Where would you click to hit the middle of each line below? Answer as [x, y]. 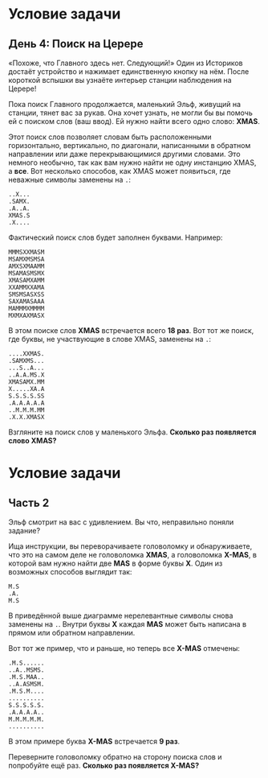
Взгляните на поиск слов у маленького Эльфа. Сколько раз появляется [132, 432]
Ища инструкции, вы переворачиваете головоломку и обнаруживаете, [130, 546]
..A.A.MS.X [26, 375]
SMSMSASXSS [26, 294]
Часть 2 [29, 502]
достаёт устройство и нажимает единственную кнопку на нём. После [129, 72]
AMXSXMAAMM [26, 266]
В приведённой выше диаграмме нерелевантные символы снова [121, 615]
